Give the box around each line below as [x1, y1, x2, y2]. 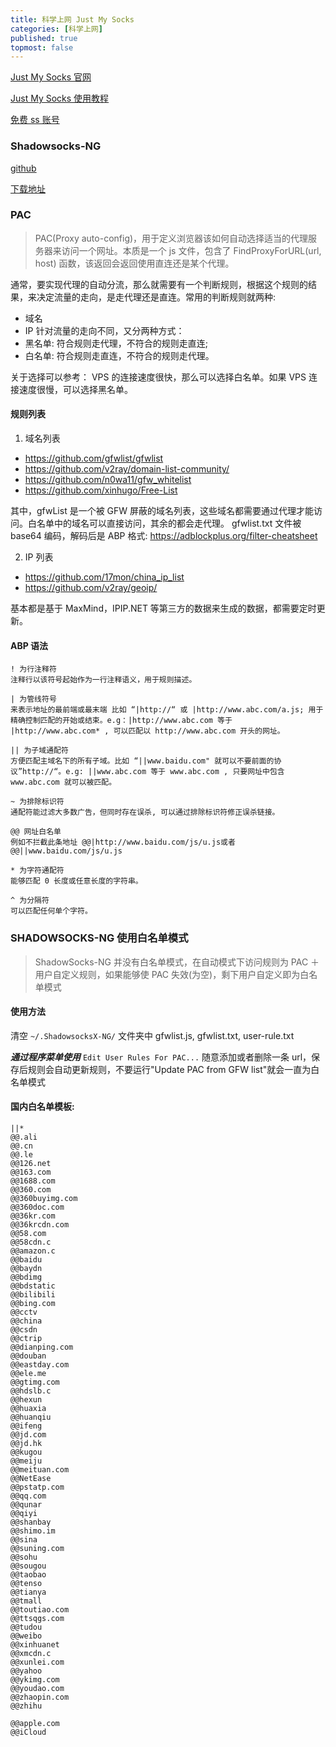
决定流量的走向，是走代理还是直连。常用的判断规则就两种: [36, 291, 277, 303]
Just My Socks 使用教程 [10, 92, 110, 105]
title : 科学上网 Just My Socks [10, 14, 135, 25]
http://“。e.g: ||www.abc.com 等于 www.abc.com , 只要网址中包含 [22, 767, 285, 777]
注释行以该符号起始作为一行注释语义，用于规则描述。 [10, 675, 197, 685]
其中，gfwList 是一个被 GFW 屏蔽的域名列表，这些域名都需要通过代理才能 [10, 505, 315, 517]
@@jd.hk [10, 1438, 43, 1448]
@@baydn [10, 1263, 43, 1273]
